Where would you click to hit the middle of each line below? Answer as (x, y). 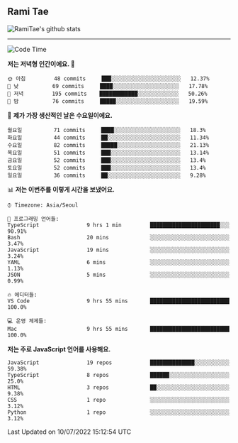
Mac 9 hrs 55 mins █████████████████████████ (119, 329)
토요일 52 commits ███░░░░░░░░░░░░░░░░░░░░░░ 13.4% (107, 168)
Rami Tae (28, 12)
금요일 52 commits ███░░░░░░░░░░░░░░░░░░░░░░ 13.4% (107, 160)
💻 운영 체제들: (27, 321)
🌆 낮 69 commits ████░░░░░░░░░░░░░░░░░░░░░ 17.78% (108, 86)
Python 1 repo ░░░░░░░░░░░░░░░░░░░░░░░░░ (119, 412)
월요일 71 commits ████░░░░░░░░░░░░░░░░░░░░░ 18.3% (107, 130)
